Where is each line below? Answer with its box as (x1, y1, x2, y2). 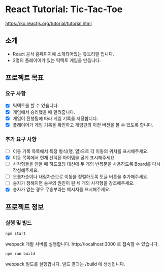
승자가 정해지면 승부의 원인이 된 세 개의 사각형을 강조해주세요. (12, 180, 135, 186)
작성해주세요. (12, 167, 39, 173)
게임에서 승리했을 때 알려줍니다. (12, 109, 75, 115)
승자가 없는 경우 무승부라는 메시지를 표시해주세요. (12, 187, 111, 193)
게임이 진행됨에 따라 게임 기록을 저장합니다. (12, 115, 98, 122)
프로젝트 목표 (5, 74, 44, 82)
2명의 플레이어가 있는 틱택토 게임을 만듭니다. (12, 57, 101, 63)
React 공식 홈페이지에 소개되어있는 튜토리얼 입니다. (12, 51, 114, 57)
